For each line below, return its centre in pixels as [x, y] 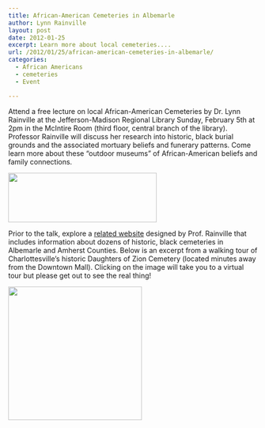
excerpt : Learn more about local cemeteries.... [90, 45]
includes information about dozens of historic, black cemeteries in [116, 241]
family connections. [40, 161]
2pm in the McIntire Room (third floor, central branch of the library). [118, 128]
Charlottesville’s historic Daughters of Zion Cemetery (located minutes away [132, 259]
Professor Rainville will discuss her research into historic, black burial [121, 136]
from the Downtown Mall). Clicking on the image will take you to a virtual [126, 267]
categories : [28, 60]
